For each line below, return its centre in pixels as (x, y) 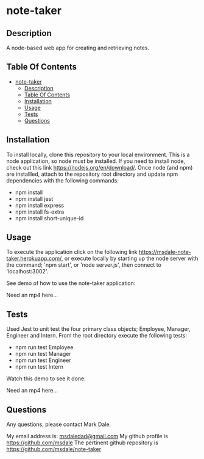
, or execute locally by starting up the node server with (130, 258)
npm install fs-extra (40, 212)
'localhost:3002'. (27, 272)
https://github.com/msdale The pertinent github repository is (82, 443)
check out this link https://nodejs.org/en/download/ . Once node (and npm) (100, 167)
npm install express (40, 205)
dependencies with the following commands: (63, 180)
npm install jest (34, 198)
